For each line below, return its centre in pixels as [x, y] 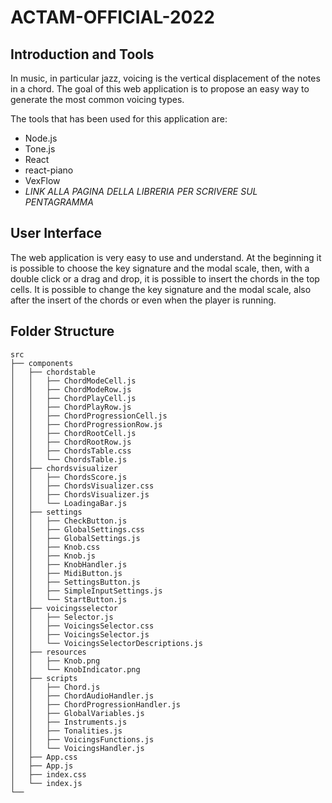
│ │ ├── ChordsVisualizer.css [82, 486]
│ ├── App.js [42, 766]
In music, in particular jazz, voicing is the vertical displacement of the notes [165, 78]
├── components [42, 363]
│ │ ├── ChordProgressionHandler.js [96, 704]
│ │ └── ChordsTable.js [69, 459]
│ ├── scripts [44, 678]
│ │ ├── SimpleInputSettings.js [86, 591]
